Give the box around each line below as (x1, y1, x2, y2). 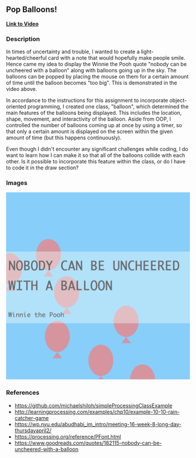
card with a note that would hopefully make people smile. (48, 54, 185, 61)
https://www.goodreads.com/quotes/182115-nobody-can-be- (14, 439, 162, 446)
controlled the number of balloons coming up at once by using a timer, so (6, 122, 183, 129)
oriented (6, 103, 26, 110)
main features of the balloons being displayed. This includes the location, (6, 110, 182, 117)
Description (6, 35, 40, 43)
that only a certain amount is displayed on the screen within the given (6, 128, 173, 135)
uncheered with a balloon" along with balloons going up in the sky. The (6, 67, 177, 74)
